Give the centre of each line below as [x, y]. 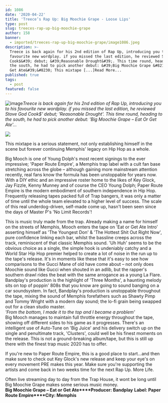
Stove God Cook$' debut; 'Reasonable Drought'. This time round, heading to [84, 114]
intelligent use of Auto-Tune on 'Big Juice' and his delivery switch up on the [83, 328]
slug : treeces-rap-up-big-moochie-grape [48, 29]
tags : [11, 80]
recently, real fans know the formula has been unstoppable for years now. [81, 174]
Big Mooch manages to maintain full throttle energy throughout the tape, [79, 317]
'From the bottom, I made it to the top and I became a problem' [70, 312]
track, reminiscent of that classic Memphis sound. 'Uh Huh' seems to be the [83, 243]
